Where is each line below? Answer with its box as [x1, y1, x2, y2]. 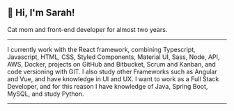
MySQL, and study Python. [7, 89, 85, 98]
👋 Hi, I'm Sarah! [7, 7, 75, 19]
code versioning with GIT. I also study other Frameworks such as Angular [7, 67, 217, 76]
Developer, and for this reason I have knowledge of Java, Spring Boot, [7, 82, 208, 90]
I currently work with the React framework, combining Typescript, [7, 45, 196, 53]
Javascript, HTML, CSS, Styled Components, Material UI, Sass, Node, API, [7, 53, 220, 61]
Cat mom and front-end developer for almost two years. [7, 25, 168, 33]
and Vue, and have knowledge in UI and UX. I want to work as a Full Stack [7, 74, 219, 83]
